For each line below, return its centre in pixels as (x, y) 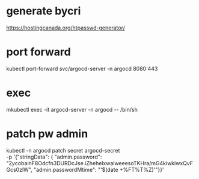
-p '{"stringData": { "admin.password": (54, 157)
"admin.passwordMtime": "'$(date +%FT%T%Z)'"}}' (99, 169)
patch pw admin (47, 134)
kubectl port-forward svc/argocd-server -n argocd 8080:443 (82, 68)
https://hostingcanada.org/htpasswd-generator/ (66, 28)
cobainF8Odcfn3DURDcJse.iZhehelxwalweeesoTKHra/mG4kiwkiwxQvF (104, 163)
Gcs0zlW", (19, 169)
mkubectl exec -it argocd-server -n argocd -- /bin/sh (72, 109)
